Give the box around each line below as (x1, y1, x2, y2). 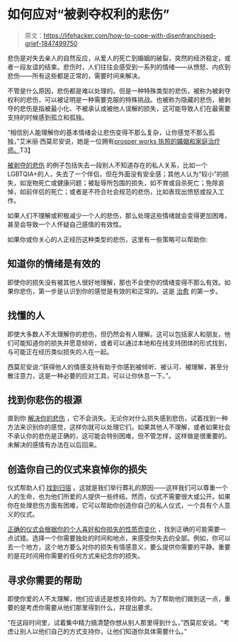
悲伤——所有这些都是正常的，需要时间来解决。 (7, 71, 144, 80)
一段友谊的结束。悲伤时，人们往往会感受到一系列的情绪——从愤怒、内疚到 (13, 62, 231, 71)
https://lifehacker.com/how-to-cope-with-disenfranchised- (43, 31, 216, 40)
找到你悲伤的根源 (7, 394, 82, 406)
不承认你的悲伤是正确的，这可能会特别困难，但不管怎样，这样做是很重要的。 (7, 432, 231, 440)
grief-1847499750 (24, 39, 78, 47)
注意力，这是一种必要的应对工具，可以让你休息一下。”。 (13, 371, 175, 379)
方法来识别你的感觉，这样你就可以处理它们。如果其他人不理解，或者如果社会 (7, 423, 231, 432)
